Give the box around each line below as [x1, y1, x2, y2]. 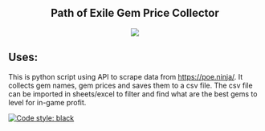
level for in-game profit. [8, 97, 87, 107]
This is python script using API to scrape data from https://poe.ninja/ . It [8, 72, 243, 81]
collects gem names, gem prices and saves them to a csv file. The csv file [8, 80, 253, 90]
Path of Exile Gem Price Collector [51, 6, 219, 20]
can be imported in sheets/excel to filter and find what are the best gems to [8, 88, 258, 99]
